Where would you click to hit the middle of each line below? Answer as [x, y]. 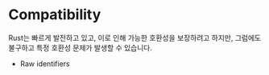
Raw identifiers [45, 63]
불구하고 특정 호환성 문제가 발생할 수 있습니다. [81, 47]
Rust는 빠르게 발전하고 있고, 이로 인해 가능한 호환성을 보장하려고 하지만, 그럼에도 [135, 37]
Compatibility [55, 15]
